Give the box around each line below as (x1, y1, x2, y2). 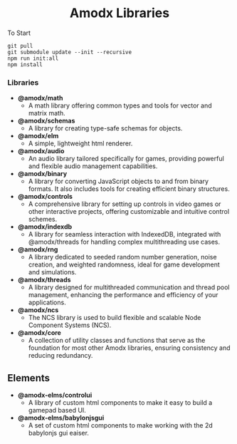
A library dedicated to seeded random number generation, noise (28, 253, 217, 262)
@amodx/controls (17, 192, 73, 201)
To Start (7, 29, 31, 37)
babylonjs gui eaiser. (28, 429, 89, 438)
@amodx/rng (17, 245, 58, 254)
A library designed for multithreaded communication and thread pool (28, 283, 230, 291)
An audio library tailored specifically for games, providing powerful (28, 155, 224, 163)
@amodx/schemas (17, 116, 75, 125)
